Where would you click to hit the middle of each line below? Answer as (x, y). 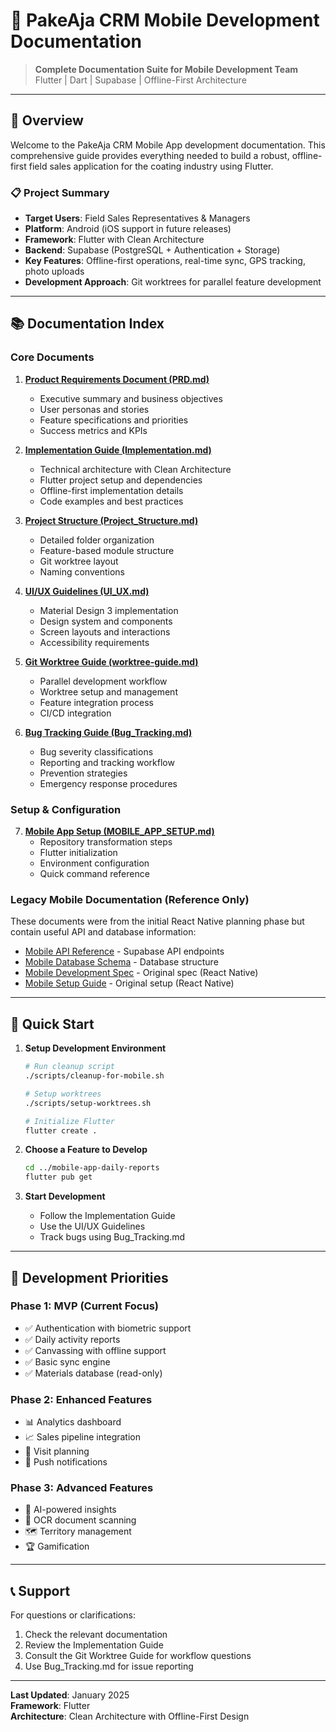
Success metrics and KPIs (93, 430)
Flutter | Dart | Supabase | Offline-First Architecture (140, 80)
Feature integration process (96, 702)
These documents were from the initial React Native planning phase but (157, 921)
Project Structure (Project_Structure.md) (111, 520)
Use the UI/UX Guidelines (92, 1226)
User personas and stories (94, 409)
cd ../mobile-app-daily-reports (92, 1168)
